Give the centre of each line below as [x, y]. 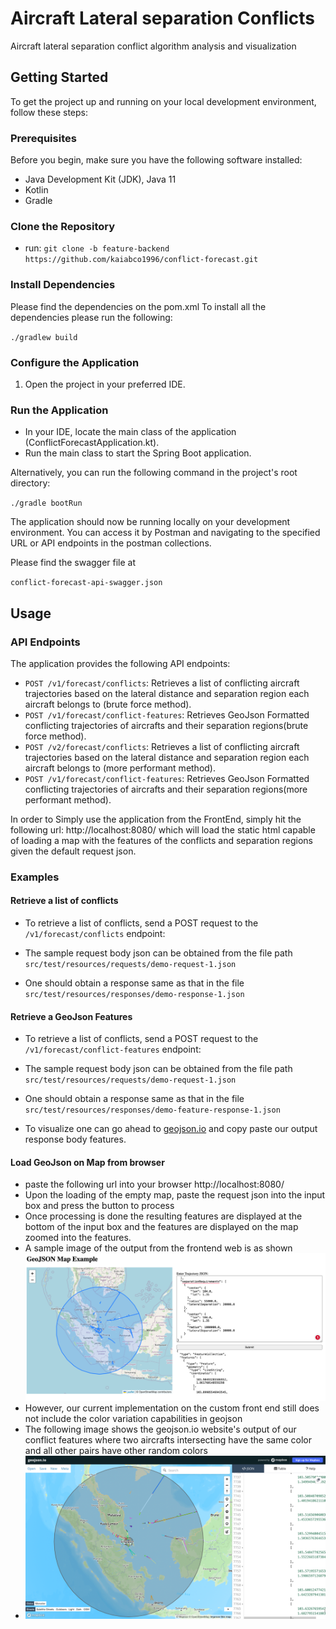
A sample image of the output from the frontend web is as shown [158, 1248]
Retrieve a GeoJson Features [71, 1016]
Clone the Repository [63, 226]
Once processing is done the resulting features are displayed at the [163, 1216]
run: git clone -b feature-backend [97, 248]
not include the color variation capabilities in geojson [133, 1419]
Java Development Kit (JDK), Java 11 [100, 179]
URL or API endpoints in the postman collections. [111, 543]
